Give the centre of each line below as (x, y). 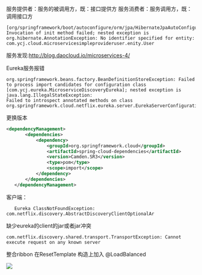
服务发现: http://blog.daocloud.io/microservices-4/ (68, 55)
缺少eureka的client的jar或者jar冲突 (49, 225)
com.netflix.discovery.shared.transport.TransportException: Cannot (94, 237)
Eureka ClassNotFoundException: (55, 208)
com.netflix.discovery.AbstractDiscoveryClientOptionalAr (80, 214)
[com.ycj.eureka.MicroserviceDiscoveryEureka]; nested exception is (94, 90)
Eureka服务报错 (26, 68)
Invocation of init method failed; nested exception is (78, 33)
